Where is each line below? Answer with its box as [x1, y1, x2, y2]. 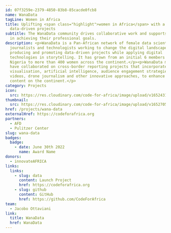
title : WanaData [10, 216, 44, 221]
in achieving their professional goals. [10, 36, 97, 41]
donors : [5, 154, 22, 159]
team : [5, 201, 17, 207]
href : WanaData [10, 220, 42, 225]
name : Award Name [18, 150, 56, 155]
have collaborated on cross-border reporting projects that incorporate [10, 64, 167, 69]
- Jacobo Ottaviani [10, 206, 51, 211]
